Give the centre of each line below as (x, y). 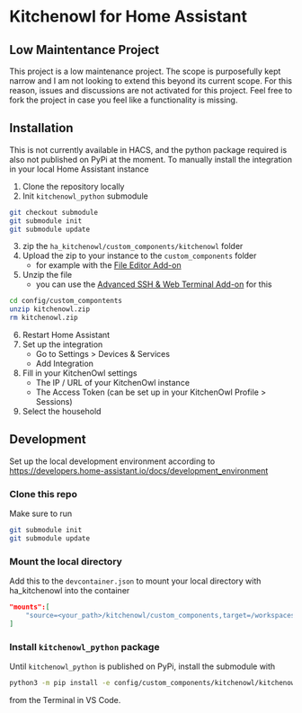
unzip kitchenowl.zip (50, 309)
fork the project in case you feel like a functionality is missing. (124, 100)
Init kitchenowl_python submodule (85, 196)
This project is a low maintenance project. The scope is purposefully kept (145, 71)
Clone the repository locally (73, 186)
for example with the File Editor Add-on (108, 265)
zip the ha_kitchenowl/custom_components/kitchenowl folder (133, 246)
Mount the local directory (66, 561)
